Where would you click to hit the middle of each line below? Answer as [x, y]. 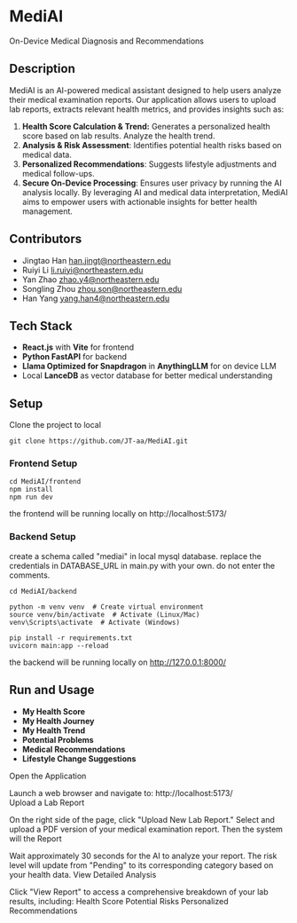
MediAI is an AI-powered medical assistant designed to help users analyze [145, 90]
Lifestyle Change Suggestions [79, 758]
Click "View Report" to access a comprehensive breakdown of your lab [139, 891]
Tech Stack [41, 326]
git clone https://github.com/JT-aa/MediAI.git [99, 441]
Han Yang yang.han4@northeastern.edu [96, 298]
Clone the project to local [55, 425]
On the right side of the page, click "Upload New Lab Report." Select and [142, 819]
